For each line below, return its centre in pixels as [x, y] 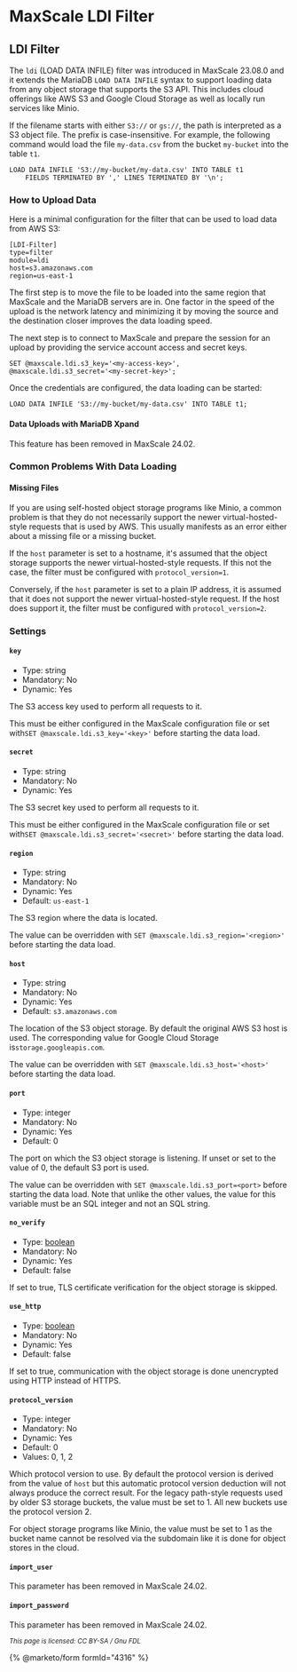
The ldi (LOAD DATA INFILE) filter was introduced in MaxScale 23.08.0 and [147, 70]
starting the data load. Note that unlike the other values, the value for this [143, 1194]
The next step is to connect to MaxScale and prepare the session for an [140, 338]
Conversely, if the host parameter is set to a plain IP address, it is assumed [145, 589]
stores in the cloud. [44, 1548]
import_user [31, 1567]
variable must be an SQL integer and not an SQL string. [110, 1203]
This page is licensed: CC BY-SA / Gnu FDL [75, 1641]
